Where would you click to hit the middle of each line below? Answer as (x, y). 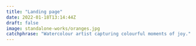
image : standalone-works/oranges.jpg (53, 28)
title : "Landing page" (34, 12)
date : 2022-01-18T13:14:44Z (41, 17)
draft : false (22, 23)
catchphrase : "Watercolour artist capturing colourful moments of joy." (99, 34)
